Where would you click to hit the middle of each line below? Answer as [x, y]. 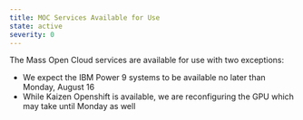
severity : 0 [32, 34]
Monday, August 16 [59, 88]
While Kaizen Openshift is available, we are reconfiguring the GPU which [158, 97]
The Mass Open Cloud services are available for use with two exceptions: [147, 60]
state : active [36, 26]
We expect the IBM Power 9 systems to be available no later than [144, 78]
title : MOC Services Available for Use [85, 18]
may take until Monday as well [79, 106]
